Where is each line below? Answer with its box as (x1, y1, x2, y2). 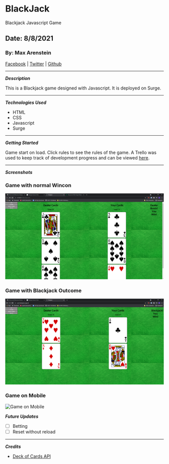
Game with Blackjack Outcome (5, 287, 82, 294)
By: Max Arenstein (5, 49, 51, 56)
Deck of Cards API (12, 453, 51, 459)
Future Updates (5, 413, 39, 419)
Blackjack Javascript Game (5, 20, 62, 26)
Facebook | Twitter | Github (5, 61, 62, 67)
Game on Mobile (5, 392, 46, 399)
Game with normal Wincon (5, 181, 71, 189)
